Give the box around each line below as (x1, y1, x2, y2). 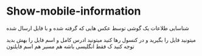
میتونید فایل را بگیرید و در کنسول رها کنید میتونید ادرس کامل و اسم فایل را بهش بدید (6, 36, 197, 43)
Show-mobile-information (6, 4, 141, 18)
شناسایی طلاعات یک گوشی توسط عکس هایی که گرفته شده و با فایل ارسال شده (6, 24, 190, 32)
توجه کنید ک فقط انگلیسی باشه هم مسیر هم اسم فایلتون (6, 43, 135, 50)
